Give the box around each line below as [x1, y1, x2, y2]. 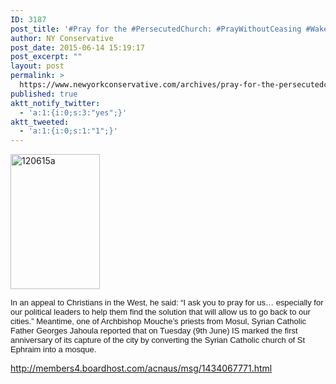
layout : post [10, 61, 65, 71]
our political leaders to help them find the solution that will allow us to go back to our [10, 307, 311, 318]
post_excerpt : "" [10, 52, 83, 62]
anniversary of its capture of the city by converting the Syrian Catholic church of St [10, 335, 306, 346]
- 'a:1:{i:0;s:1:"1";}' [19, 126, 118, 136]
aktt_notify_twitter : [10, 98, 101, 108]
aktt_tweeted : [10, 117, 70, 127]
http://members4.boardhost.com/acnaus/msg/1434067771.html [10, 362, 273, 375]
